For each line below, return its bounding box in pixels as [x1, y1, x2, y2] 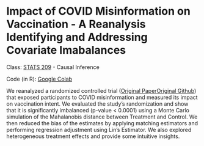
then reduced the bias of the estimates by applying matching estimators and [6, 119, 199, 126]
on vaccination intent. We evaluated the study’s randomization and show [6, 100, 189, 108]
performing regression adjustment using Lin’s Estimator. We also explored [6, 126, 192, 133]
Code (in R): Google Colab [6, 75, 72, 82]
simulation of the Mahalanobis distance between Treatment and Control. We [6, 113, 198, 120]
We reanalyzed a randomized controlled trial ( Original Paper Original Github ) [6, 87, 197, 94]
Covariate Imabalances [6, 43, 126, 57]
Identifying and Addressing [6, 31, 148, 44]
